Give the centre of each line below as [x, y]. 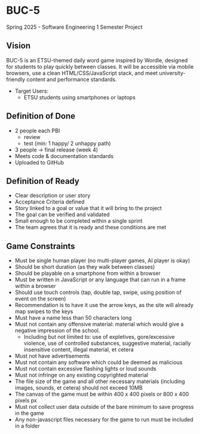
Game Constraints [41, 246]
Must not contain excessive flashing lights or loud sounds [85, 369]
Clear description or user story [53, 196]
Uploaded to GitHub [39, 162]
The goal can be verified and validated [62, 215]
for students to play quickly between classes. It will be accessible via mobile [100, 66]
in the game [30, 413]
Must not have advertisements [52, 356]
